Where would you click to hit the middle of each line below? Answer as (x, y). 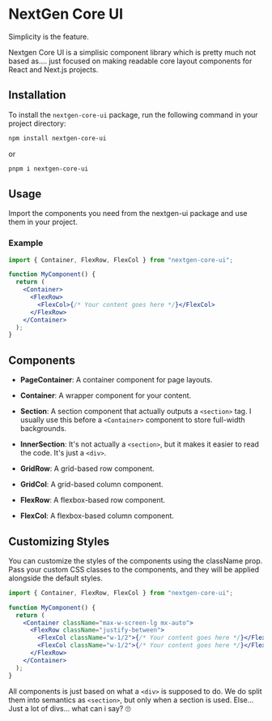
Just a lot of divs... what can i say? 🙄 (70, 708)
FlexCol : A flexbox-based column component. (97, 516)
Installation (37, 95)
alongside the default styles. (56, 578)
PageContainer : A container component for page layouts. (116, 380)
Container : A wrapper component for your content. (106, 395)
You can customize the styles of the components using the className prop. (136, 560)
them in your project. (43, 222)
